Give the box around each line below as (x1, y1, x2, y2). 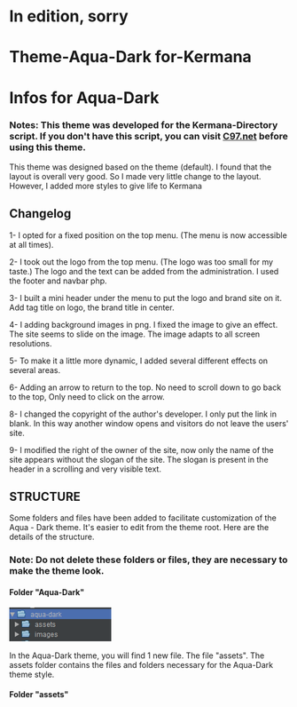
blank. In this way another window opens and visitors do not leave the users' (9, 417, 289, 428)
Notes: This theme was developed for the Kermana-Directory (9, 119, 278, 131)
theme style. (9, 669, 55, 679)
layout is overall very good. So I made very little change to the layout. (9, 171, 262, 181)
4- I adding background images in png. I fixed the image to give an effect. (9, 319, 278, 330)
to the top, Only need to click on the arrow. (9, 391, 166, 401)
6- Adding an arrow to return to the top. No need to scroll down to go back (9, 382, 282, 393)
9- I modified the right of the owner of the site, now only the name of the (9, 444, 275, 455)
